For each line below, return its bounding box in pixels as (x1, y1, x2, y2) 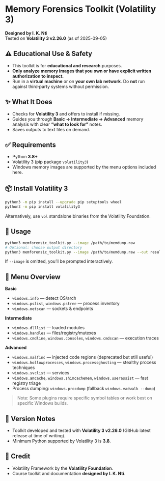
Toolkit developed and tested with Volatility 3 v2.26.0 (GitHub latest (12, 427, 151, 433)
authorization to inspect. (12, 73, 64, 79)
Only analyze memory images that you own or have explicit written (12, 68, 152, 74)
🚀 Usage (5, 227, 31, 236)
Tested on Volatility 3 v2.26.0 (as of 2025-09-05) (5, 35, 107, 41)
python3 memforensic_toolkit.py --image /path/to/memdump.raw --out (5, 250, 148, 255)
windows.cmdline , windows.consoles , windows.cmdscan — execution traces (12, 335, 159, 341)
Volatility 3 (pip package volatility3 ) (12, 159, 88, 165)
